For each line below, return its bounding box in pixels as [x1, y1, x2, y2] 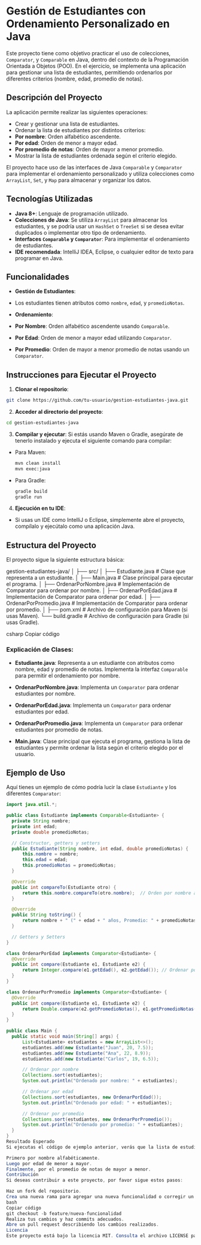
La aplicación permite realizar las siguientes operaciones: [6, 108, 148, 115]
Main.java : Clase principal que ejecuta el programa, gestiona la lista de [14, 738, 190, 745]
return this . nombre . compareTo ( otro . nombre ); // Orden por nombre [22, 890, 191, 896]
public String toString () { [11, 912, 82, 918]
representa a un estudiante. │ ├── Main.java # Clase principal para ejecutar [6, 574, 193, 581]
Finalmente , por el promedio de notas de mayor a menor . [6, 1166, 151, 1172]
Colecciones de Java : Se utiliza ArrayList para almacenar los [14, 216, 167, 223]
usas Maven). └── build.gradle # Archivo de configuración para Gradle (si [6, 613, 190, 620]
